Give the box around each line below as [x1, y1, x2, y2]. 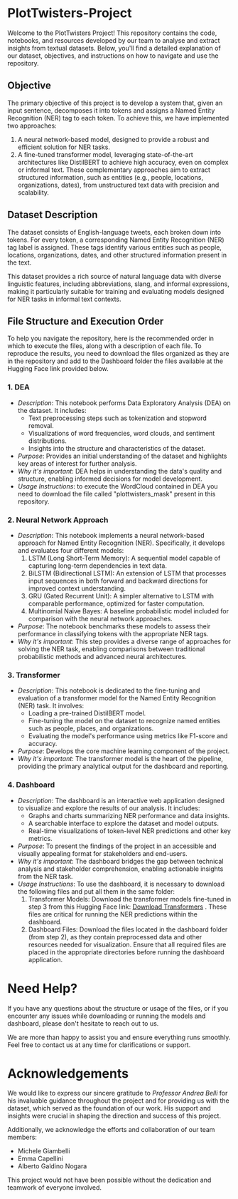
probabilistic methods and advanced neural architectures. [17, 652, 187, 660]
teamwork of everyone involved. [7, 1183, 102, 1192]
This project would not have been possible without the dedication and [7, 1175, 212, 1185]
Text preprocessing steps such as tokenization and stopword [28, 414, 207, 422]
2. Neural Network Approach [7, 515, 109, 525]
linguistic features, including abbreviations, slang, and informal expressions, [7, 280, 229, 288]
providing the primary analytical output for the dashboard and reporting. [17, 762, 229, 771]
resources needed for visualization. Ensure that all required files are [28, 940, 227, 949]
